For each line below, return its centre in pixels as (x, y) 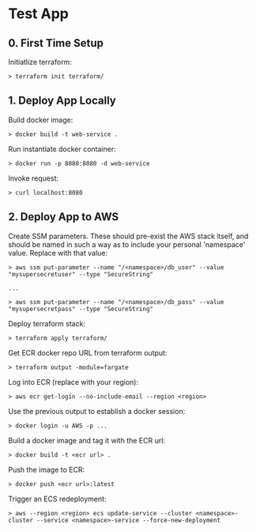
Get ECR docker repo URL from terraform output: (88, 352)
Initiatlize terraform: (40, 62)
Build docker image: (41, 120)
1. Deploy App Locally (62, 101)
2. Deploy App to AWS (64, 217)
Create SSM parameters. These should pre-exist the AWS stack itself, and (128, 236)
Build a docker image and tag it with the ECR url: (87, 440)
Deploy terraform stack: (47, 323)
